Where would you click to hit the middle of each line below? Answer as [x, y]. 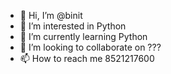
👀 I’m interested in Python [73, 26]
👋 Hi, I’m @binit [51, 15]
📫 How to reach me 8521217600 [87, 58]
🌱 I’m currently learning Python [83, 36]
